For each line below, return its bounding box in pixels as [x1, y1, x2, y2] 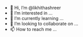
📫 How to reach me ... [10, 26, 57, 32]
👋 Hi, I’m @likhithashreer [10, 5, 61, 10]
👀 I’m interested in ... [10, 10, 53, 16]
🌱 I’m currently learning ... [10, 15, 64, 21]
